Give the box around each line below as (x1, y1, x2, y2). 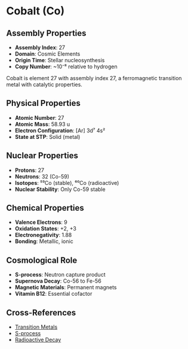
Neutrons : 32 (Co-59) (14, 172, 70, 180)
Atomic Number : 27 (14, 114, 64, 121)
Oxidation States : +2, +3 (14, 225, 76, 232)
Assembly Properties (6, 28, 87, 38)
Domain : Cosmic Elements (14, 50, 81, 57)
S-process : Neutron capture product (14, 271, 106, 278)
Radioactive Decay (14, 336, 61, 344)
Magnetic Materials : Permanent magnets (14, 284, 117, 291)
